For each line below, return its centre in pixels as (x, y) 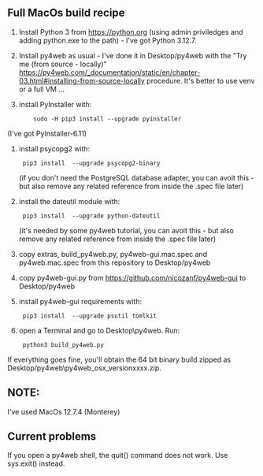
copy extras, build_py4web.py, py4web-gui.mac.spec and (113, 254)
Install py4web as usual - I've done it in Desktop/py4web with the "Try (133, 55)
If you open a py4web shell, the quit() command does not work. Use (118, 456)
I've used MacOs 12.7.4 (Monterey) (64, 411)
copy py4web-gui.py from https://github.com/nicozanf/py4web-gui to (132, 277)
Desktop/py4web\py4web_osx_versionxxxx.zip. (85, 368)
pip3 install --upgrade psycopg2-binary (91, 163)
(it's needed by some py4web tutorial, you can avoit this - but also (126, 230)
